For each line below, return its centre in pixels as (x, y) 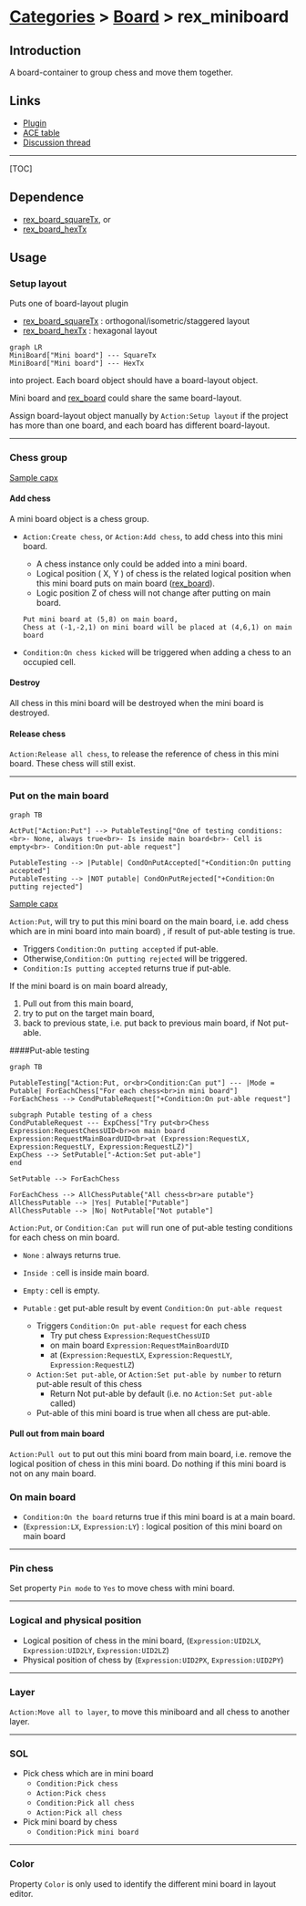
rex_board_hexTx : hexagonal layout (90, 331)
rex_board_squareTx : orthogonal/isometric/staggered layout (136, 321)
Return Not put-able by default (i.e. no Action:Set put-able (161, 1393)
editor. (21, 1893)
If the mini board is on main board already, (89, 985)
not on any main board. (53, 1473)
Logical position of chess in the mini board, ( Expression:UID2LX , (142, 1640)
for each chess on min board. (65, 1237)
